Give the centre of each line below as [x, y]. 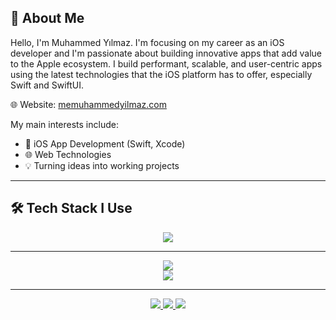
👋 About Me [47, 18]
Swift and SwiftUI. [47, 85]
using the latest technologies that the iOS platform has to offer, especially [161, 74]
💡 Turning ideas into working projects [102, 165]
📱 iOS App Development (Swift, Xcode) [105, 143]
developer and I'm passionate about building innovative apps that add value [166, 53]
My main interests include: [64, 124]
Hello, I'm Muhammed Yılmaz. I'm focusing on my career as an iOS [147, 42]
